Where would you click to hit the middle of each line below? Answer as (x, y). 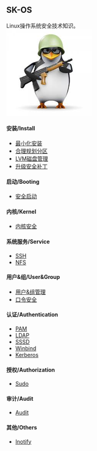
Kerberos (27, 355)
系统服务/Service (28, 241)
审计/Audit (20, 398)
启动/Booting (23, 181)
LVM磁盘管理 (32, 159)
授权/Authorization (31, 370)
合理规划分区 (31, 151)
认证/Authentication (32, 315)
